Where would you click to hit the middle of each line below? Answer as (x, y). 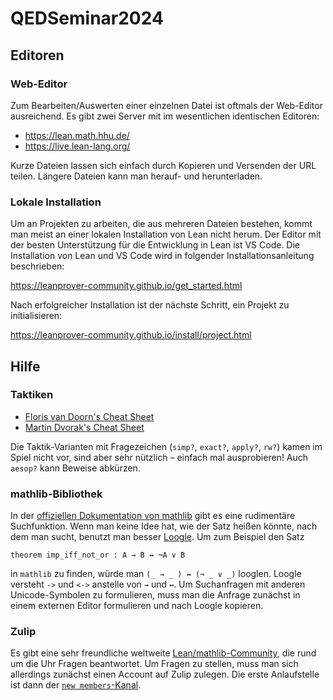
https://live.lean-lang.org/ (77, 146)
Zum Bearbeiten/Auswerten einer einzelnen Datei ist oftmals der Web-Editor (166, 105)
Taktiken (32, 395)
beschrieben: (37, 266)
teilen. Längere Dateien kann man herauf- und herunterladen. (136, 176)
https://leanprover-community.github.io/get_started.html (126, 286)
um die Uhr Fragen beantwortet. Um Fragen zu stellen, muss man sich (154, 664)
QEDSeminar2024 (87, 18)
